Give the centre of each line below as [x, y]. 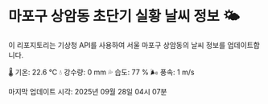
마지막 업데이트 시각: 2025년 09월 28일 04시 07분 [88, 91]
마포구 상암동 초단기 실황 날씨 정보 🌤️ [124, 16]
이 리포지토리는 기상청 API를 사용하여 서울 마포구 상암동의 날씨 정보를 [117, 45]
